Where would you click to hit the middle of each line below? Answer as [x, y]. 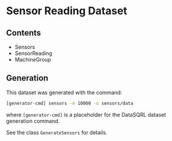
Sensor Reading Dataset [67, 11]
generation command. [33, 121]
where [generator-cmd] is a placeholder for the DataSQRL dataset [86, 114]
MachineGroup [33, 60]
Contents [24, 33]
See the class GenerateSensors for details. [57, 132]
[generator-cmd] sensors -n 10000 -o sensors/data [70, 103]
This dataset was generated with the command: [64, 92]
